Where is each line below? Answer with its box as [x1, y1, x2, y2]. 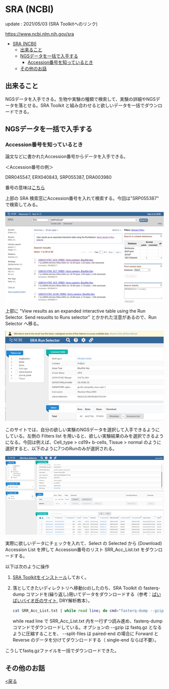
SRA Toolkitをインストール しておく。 [12, 574, 90, 580]
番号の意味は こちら [5, 185, 45, 191]
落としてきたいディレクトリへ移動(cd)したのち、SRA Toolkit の [12, 585, 143, 591]
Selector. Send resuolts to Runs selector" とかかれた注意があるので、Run [5, 314, 157, 320]
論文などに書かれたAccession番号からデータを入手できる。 [5, 154, 128, 160]
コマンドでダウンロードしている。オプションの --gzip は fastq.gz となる [12, 625, 162, 631]
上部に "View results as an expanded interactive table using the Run [5, 308, 146, 314]
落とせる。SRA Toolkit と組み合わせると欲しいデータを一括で [18, 102, 145, 108]
